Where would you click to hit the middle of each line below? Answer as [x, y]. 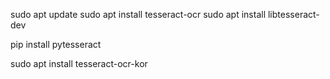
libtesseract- [293, 14]
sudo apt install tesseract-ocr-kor [79, 63]
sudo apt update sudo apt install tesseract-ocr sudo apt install [138, 14]
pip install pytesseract [56, 44]
